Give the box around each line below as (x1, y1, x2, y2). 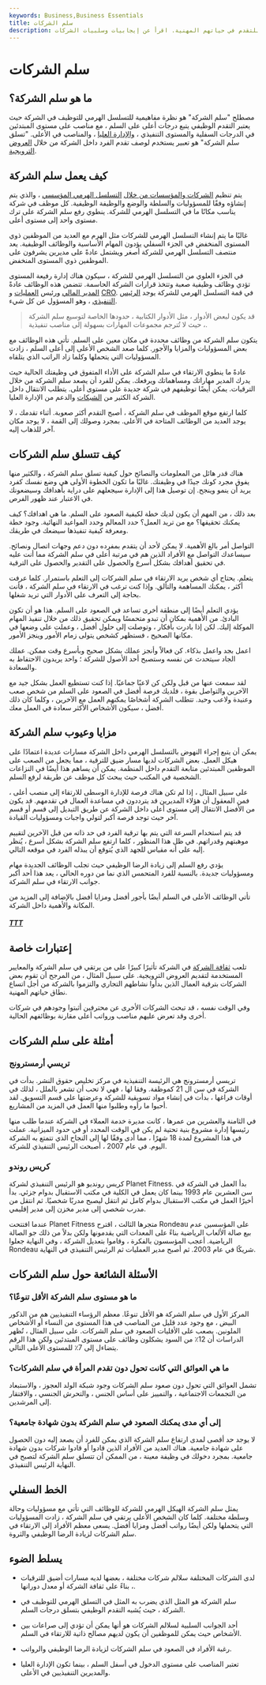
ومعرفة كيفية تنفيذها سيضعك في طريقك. (9, 526, 129, 535)
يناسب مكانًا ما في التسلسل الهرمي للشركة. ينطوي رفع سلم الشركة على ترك (9, 207, 236, 216)
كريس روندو (9, 1160, 51, 1172)
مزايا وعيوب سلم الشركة (9, 726, 117, 739)
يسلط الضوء (9, 1551, 62, 1565)
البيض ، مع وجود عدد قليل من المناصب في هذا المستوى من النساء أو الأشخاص (9, 1317, 237, 1327)
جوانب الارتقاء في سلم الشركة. (9, 876, 101, 886)
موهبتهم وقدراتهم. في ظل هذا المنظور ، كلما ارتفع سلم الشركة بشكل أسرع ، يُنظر (9, 836, 249, 845)
